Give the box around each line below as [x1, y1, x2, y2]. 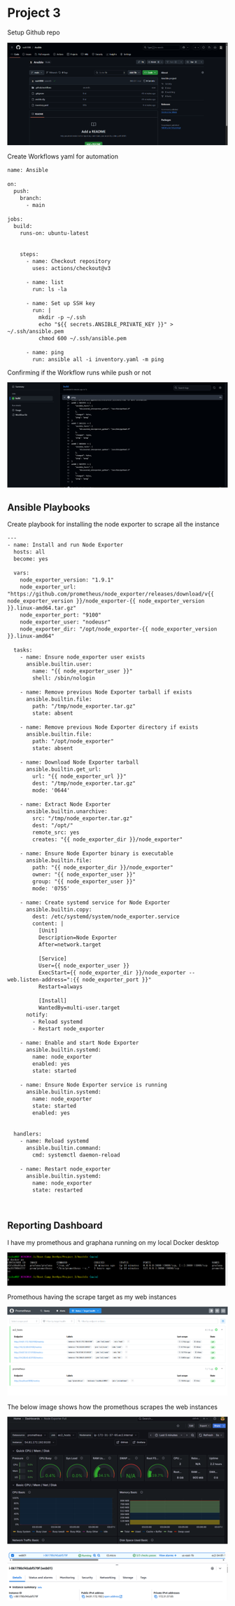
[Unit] [38, 927, 58, 934]
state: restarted [32, 1187, 83, 1194]
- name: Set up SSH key [25, 300, 96, 307]
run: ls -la [32, 286, 68, 293]
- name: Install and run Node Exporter [7, 541, 124, 548]
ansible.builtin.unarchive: [25, 808, 108, 815]
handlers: [13, 1131, 42, 1138]
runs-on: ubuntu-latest [20, 230, 90, 237]
